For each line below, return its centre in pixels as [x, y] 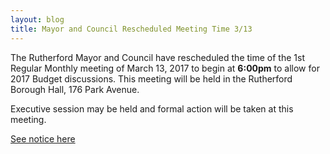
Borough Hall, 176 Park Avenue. [75, 89]
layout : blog [37, 19]
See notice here [43, 138]
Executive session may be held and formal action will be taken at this [152, 108]
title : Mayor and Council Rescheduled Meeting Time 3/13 [131, 29]
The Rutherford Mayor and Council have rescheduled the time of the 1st [157, 57]
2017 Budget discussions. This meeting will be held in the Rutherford [151, 78]
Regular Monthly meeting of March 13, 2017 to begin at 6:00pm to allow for [165, 68]
